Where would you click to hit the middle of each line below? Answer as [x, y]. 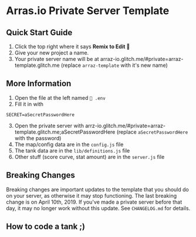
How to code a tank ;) [45, 227]
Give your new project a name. [52, 53]
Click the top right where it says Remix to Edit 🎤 [72, 46]
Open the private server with [49, 126]
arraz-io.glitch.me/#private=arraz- [142, 59]
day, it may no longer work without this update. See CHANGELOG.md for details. [98, 208]
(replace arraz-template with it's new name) [114, 65]
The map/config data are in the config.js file [69, 144]
